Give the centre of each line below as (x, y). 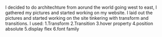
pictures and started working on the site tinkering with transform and (77, 18)
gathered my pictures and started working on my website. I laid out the (79, 13)
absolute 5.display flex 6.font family (42, 29)
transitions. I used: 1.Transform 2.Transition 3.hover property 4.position (79, 23)
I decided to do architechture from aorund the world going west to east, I (81, 7)
